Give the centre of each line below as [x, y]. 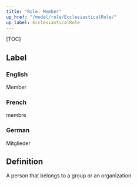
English [17, 74]
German [18, 130]
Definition [24, 162]
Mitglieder [19, 143]
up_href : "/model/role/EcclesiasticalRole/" [61, 17]
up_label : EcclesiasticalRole [43, 22]
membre [16, 115]
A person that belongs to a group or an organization [69, 176]
